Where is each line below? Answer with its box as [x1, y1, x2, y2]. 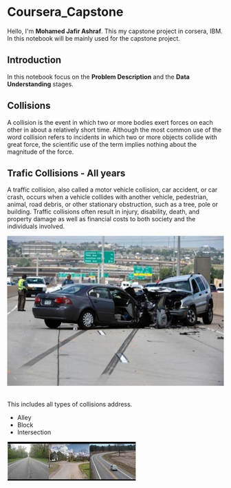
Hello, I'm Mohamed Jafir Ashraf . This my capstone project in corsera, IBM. [7, 27, 223, 35]
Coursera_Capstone [7, 4, 124, 20]
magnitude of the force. [7, 148, 74, 156]
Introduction [7, 54, 62, 66]
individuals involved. [7, 222, 65, 231]
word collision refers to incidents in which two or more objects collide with [7, 132, 218, 141]
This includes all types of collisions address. [7, 400, 133, 408]
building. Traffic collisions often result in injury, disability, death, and [7, 207, 200, 216]
